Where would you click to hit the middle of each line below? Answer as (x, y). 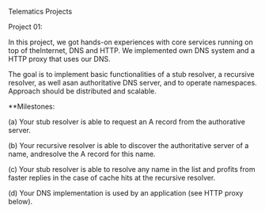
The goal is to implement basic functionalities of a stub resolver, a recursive (131, 74)
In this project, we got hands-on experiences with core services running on (131, 42)
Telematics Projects (40, 11)
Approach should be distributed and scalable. (82, 91)
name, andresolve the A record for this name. (82, 154)
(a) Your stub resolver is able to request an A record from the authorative (127, 122)
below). (21, 202)
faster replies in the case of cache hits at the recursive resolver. (112, 178)
